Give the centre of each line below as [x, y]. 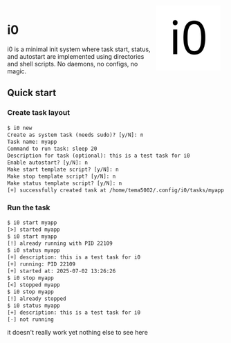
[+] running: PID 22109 [41, 264]
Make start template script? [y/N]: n [63, 169]
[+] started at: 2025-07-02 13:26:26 [62, 271]
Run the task [29, 207]
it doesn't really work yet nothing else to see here [78, 332]
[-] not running [30, 319]
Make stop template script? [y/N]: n [62, 176]
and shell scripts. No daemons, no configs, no [73, 64]
